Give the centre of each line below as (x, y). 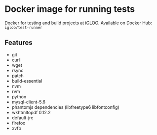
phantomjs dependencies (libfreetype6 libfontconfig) (65, 107)
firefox (19, 123)
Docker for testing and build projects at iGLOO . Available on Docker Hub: (78, 23)
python (19, 96)
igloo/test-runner (23, 27)
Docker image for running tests (70, 9)
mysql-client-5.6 (28, 102)
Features (19, 43)
